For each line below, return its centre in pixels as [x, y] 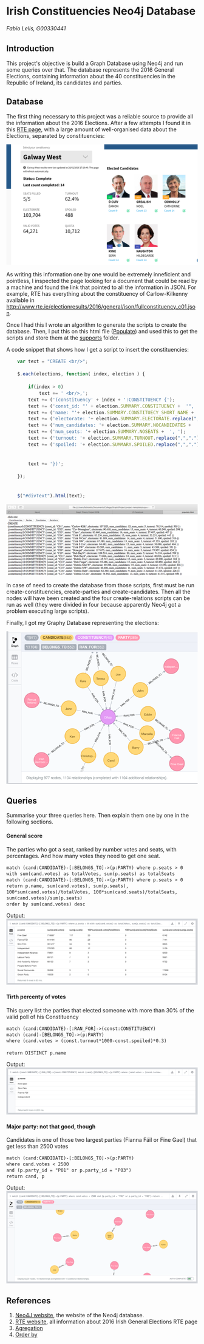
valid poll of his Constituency [42, 1017]
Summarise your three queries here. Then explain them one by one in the [98, 816]
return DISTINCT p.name [36, 1053]
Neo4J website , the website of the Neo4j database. [80, 1315]
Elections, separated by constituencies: [56, 135]
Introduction [30, 49]
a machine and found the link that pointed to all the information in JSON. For [101, 287]
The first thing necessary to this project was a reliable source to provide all [100, 116]
